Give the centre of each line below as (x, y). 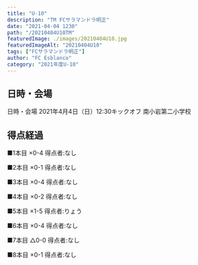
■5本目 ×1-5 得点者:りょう (45, 211)
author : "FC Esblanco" (39, 58)
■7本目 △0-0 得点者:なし (44, 240)
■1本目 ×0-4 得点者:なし (42, 153)
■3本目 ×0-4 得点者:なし (42, 182)
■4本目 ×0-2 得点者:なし (42, 197)
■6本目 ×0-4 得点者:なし (42, 226)
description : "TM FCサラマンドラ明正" (58, 20)
